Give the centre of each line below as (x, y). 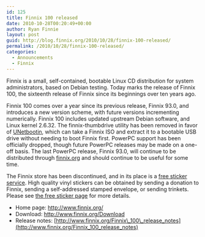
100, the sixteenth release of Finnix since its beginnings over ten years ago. (101, 94)
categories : (21, 52)
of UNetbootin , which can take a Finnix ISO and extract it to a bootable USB (102, 132)
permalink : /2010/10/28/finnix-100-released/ (65, 47)
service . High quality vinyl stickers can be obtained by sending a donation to (102, 182)
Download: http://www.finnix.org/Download (70, 214)
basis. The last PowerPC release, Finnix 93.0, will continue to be (95, 151)
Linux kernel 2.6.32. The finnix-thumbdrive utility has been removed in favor (102, 125)
